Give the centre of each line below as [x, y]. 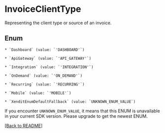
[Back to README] [24, 126]
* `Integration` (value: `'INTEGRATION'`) [49, 67]
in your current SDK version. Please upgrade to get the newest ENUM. [76, 116]
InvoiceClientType [43, 9]
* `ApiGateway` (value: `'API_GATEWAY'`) [48, 58]
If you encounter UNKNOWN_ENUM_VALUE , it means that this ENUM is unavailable [82, 111]
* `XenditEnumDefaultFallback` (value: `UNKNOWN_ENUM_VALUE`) [70, 102]
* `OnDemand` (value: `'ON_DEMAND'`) [44, 76]
